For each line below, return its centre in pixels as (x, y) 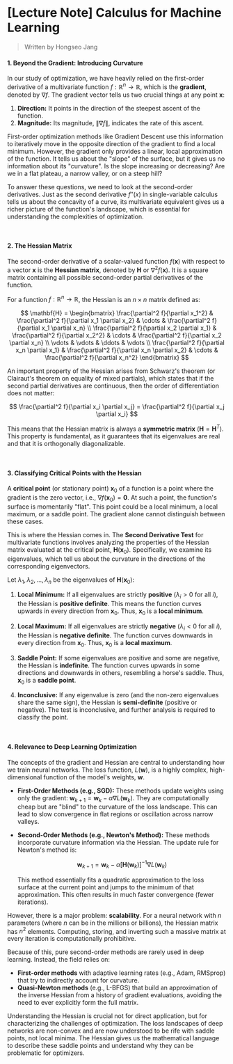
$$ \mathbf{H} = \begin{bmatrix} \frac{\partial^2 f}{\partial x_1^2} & (117, 313)
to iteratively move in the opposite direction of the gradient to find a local (111, 143)
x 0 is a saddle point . (47, 681)
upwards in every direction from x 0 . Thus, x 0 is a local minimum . (110, 612)
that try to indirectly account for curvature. (78, 980)
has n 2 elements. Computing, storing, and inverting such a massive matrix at (116, 930)
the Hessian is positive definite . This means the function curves (109, 604)
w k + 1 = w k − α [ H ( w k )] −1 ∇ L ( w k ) (122, 865)
